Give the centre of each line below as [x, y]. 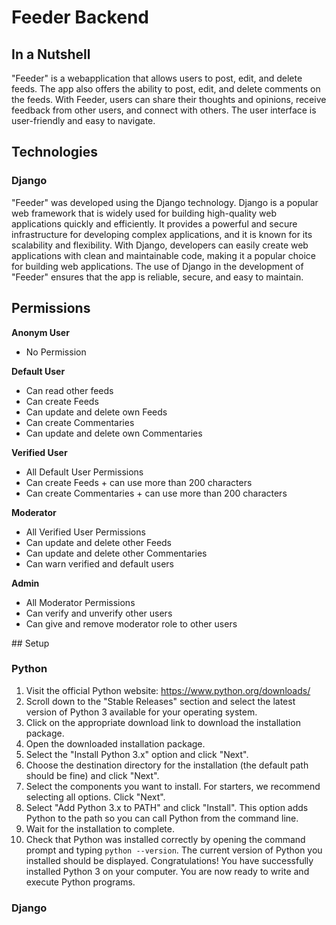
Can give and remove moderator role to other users [131, 623]
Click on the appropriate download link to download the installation [163, 722]
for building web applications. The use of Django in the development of [157, 266]
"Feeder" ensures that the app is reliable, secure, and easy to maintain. [157, 277]
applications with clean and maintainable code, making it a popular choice [163, 255]
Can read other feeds [69, 390]
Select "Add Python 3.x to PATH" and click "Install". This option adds [167, 807]
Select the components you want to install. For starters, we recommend [173, 786]
